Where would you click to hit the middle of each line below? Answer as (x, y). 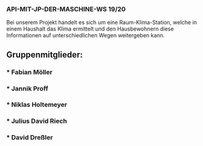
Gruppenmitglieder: (45, 55)
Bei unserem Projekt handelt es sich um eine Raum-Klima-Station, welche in (101, 23)
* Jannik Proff (27, 89)
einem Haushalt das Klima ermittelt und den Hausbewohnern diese (90, 29)
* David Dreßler (30, 137)
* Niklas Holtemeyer (37, 104)
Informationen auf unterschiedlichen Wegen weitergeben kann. (86, 35)
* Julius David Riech (37, 121)
